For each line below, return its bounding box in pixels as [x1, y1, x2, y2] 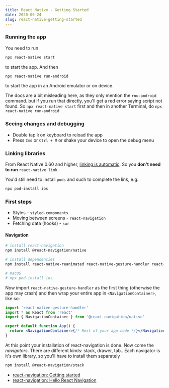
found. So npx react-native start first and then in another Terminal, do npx [5, 103, 162, 109]
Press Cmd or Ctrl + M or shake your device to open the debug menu [12, 137, 154, 143]
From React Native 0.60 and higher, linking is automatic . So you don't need [5, 161, 161, 167]
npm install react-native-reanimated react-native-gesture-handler [5, 262, 150, 267]
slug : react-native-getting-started [5, 17, 82, 22]
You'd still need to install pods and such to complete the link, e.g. [5, 176, 139, 182]
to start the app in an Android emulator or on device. [5, 83, 114, 89]
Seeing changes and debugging [5, 120, 84, 127]
